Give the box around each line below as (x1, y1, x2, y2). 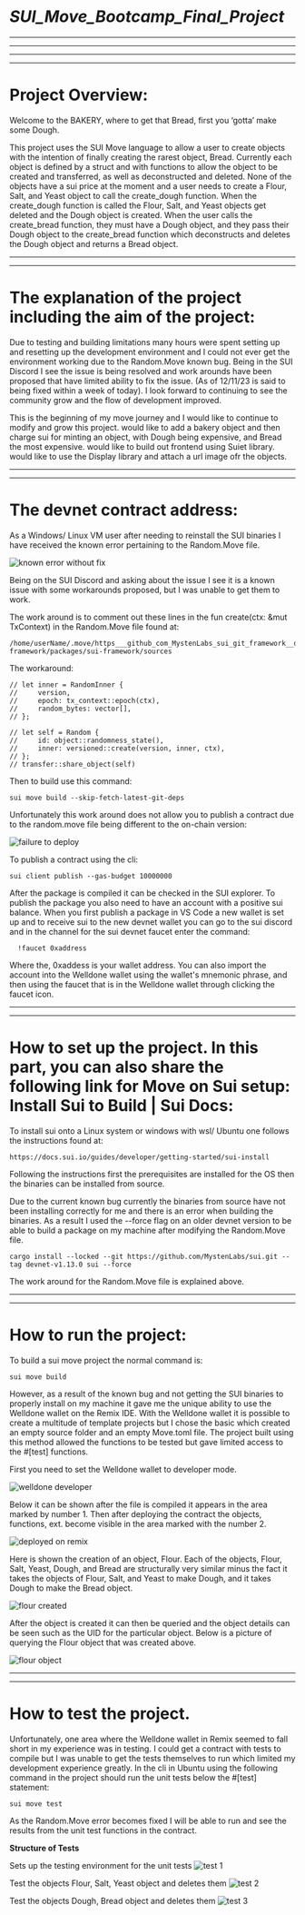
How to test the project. (9, 1703, 191, 1723)
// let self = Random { (9, 728, 100, 737)
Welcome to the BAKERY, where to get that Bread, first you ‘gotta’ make (9, 114, 277, 125)
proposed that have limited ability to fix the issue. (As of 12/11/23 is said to (9, 375, 286, 386)
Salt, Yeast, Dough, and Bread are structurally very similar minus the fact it (9, 1563, 288, 1573)
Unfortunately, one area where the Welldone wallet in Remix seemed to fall (9, 1733, 289, 1744)
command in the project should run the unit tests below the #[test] (9, 1771, 257, 1782)
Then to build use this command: (9, 775, 133, 787)
